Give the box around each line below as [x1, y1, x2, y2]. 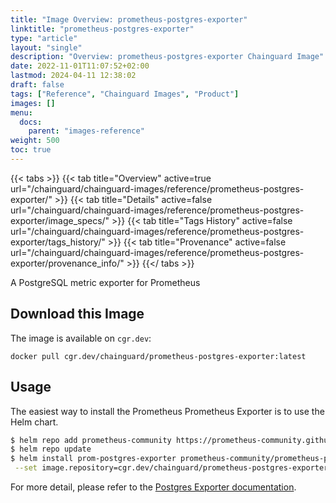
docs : [19, 117, 43, 127]
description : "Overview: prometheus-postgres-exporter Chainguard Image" [10, 52, 325, 62]
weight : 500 [10, 136, 60, 146]
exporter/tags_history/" [10, 236, 106, 248]
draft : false [10, 80, 65, 90]
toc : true [10, 145, 52, 155]
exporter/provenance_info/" [10, 257, 125, 269]
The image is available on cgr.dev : [10, 332, 152, 344]
